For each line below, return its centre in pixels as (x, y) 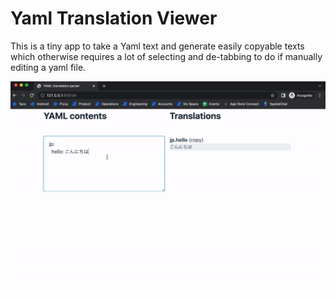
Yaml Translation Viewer (114, 18)
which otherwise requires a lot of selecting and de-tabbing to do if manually (166, 56)
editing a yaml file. (48, 67)
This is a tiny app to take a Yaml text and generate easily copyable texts (157, 46)
